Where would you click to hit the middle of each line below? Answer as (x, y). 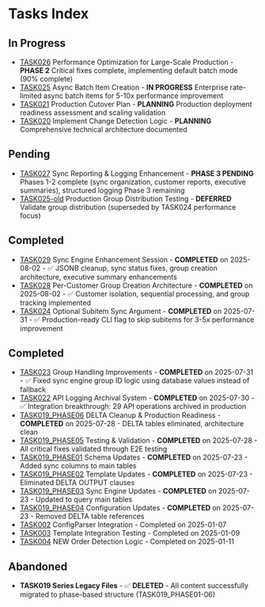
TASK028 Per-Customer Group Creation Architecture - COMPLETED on (136, 285)
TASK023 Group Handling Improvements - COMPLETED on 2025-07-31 (136, 372)
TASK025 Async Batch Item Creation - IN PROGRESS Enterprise (124, 87)
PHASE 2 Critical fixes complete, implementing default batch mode (129, 71)
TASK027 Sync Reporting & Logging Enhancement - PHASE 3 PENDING (137, 173)
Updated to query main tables (84, 499)
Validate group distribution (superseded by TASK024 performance (128, 207)
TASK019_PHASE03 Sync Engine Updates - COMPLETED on (118, 491)
